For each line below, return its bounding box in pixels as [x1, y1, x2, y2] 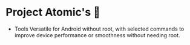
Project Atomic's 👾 [5, 5, 100, 19]
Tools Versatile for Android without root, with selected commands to [14, 25, 185, 32]
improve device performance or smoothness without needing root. [14, 31, 180, 38]
